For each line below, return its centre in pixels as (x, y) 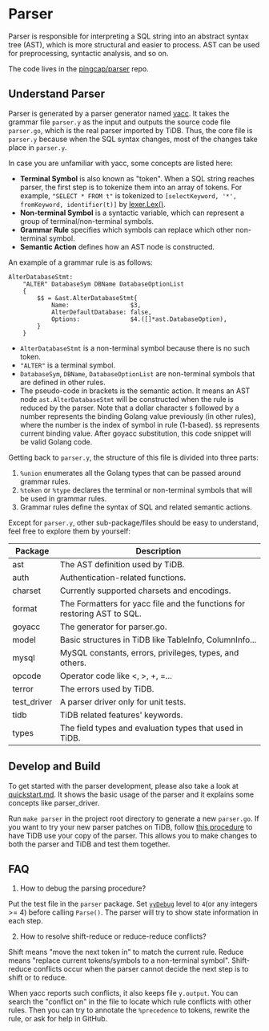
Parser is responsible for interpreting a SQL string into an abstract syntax (129, 36)
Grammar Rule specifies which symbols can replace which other (127, 229)
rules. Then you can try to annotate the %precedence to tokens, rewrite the (129, 1010)
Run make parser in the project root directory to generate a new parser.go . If (134, 818)
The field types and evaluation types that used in (151, 728)
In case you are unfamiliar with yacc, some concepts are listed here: (121, 163)
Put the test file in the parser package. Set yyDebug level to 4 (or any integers (133, 904)
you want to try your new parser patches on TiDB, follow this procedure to (130, 826)
